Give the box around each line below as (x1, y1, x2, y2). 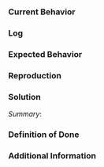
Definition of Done (8, 129, 80, 140)
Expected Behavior (8, 48, 83, 59)
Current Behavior (8, 6, 76, 17)
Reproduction (8, 70, 61, 81)
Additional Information (8, 150, 97, 161)
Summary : (8, 109, 42, 119)
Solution (8, 91, 42, 102)
